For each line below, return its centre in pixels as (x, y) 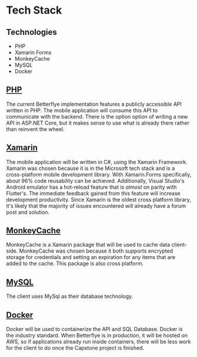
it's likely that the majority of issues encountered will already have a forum (96, 206)
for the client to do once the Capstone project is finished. (75, 348)
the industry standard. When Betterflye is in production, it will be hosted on (97, 335)
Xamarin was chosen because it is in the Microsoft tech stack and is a (91, 168)
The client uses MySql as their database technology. (70, 296)
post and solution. (28, 212)
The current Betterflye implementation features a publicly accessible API (94, 104)
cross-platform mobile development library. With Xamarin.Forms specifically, (99, 174)
